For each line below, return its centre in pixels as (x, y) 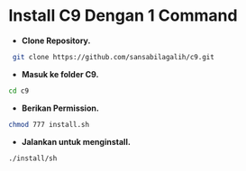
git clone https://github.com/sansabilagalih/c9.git (114, 57)
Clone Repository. (56, 40)
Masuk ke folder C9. (60, 74)
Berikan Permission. (60, 108)
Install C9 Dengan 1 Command (123, 16)
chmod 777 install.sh (49, 124)
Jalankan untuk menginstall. (76, 141)
